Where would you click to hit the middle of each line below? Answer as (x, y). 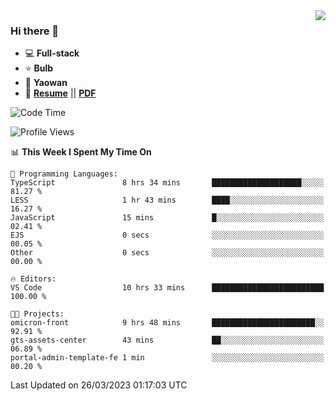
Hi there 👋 (35, 31)
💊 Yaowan (46, 83)
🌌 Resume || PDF (60, 93)
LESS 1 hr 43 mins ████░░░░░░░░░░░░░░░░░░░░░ (167, 200)
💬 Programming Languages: (64, 174)
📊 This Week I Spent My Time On (81, 152)
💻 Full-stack (52, 53)
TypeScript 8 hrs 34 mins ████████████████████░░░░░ (167, 183)
